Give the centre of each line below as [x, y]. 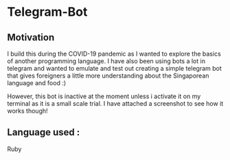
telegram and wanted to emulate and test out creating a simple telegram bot [114, 68]
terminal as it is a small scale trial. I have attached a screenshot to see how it [115, 103]
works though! [27, 111]
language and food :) [37, 83]
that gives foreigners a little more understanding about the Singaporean [108, 76]
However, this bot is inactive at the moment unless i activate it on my [104, 96]
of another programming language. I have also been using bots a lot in [106, 61]
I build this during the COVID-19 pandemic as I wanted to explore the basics [114, 54]
